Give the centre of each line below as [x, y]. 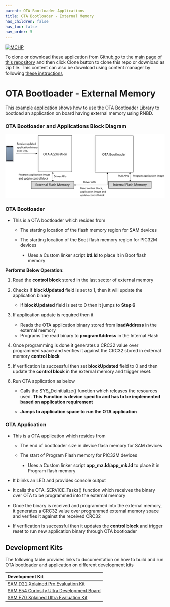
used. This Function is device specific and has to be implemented [90, 396]
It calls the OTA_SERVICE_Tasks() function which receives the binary [84, 490]
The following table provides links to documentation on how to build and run [84, 560]
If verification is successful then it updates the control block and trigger [88, 526]
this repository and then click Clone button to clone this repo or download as [85, 62]
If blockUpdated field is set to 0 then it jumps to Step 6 [78, 305]
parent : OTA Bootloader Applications [45, 11]
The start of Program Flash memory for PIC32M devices [79, 455]
